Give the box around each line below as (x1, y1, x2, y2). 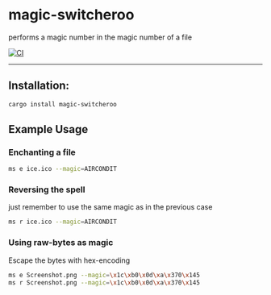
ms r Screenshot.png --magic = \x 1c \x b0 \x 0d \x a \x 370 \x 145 (8, 278, 200, 287)
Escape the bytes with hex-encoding (8, 256, 131, 265)
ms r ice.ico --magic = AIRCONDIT (8, 218, 117, 226)
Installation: (8, 79, 70, 93)
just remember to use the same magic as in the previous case (8, 202, 213, 212)
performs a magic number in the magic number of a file (8, 32, 192, 42)
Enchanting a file (8, 147, 77, 158)
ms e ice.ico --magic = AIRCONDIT (8, 165, 117, 173)
